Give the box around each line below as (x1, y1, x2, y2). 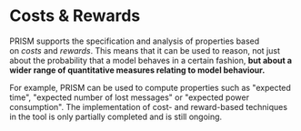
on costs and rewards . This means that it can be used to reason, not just (9, 45, 280, 55)
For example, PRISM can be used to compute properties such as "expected (9, 82, 291, 93)
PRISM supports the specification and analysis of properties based (9, 35, 260, 46)
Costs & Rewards (9, 5, 141, 26)
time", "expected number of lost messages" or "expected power (9, 92, 250, 103)
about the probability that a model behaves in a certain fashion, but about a (9, 55, 293, 65)
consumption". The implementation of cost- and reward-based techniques (9, 101, 288, 112)
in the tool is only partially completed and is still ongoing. (9, 111, 223, 122)
